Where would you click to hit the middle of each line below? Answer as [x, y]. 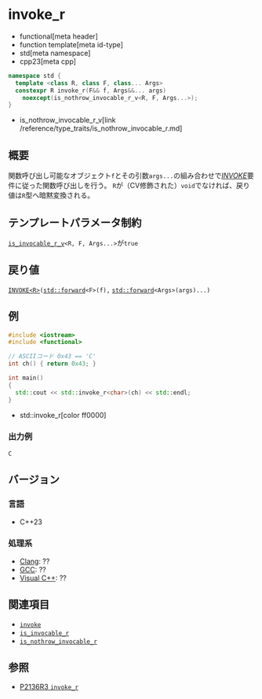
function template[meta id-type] [71, 44]
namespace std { [35, 76]
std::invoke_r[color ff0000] [63, 415]
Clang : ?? [35, 561]
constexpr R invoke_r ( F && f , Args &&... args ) [91, 91]
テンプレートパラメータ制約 [75, 222]
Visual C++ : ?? [43, 578]
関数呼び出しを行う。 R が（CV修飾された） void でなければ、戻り [146, 186]
